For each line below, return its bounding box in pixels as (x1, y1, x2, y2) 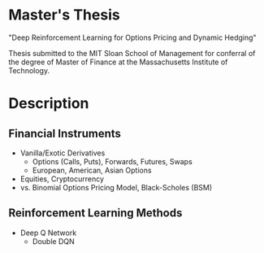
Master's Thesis (8, 6, 120, 24)
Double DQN (32, 236, 75, 246)
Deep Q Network (19, 228, 77, 238)
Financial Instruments (8, 126, 122, 140)
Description (8, 94, 89, 113)
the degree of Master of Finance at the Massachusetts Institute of (8, 57, 228, 67)
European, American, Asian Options (32, 165, 152, 175)
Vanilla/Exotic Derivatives (19, 148, 106, 158)
